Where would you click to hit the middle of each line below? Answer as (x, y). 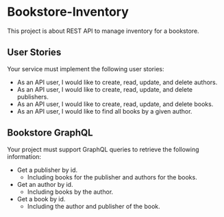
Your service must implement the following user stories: (86, 68)
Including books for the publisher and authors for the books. (112, 177)
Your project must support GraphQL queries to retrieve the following (103, 149)
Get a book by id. (41, 199)
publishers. (33, 97)
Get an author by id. (45, 184)
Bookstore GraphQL (50, 133)
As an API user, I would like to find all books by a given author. (104, 111)
